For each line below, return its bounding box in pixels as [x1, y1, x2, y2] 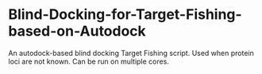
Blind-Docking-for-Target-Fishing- [8, 6, 242, 24]
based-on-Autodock [8, 22, 147, 40]
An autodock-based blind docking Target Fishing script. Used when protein [8, 48, 254, 57]
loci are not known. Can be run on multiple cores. [8, 57, 169, 66]
